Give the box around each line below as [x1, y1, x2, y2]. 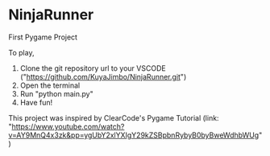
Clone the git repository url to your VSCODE [19, 63, 167, 73]
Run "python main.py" [19, 88, 94, 98]
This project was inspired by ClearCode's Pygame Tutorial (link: [8, 113, 219, 122]
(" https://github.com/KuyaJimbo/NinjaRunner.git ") [19, 72, 187, 81]
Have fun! [19, 97, 53, 107]
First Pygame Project [8, 32, 78, 42]
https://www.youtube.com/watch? [11, 121, 125, 131]
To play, [8, 47, 35, 57]
